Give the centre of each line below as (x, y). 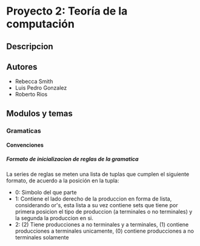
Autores (22, 67)
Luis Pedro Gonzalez (41, 88)
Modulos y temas (39, 113)
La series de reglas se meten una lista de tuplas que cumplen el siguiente (98, 175)
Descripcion (30, 46)
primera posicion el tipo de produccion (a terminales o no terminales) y (104, 212)
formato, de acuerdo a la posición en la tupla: (63, 181)
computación (40, 24)
